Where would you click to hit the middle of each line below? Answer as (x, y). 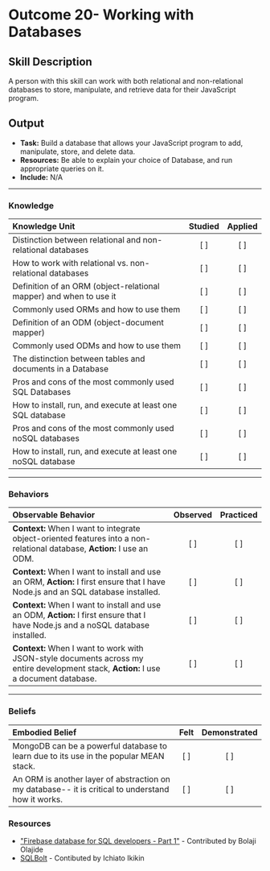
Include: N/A (41, 177)
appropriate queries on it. (62, 168)
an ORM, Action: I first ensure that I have (89, 582)
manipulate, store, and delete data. (78, 151)
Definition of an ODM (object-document (88, 322)
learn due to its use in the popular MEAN (88, 756)
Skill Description (50, 62)
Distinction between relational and (77, 240)
